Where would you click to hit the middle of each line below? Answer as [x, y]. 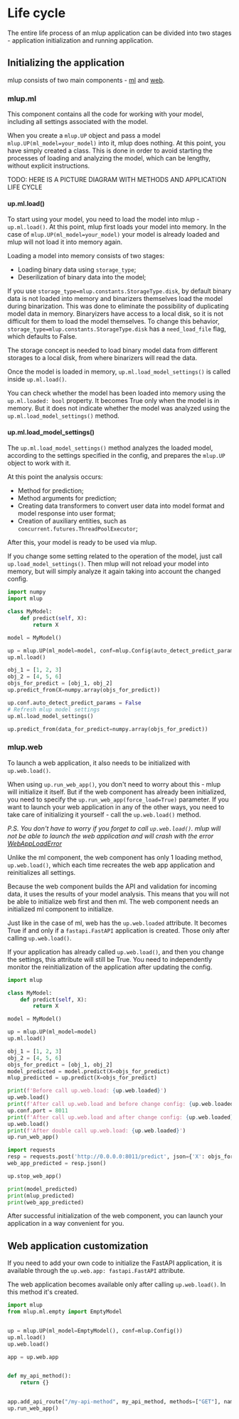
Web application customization [78, 1246]
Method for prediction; [51, 491]
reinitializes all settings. [42, 872]
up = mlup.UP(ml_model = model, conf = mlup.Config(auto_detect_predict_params [122, 650]
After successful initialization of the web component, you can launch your [115, 1216]
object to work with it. [39, 463]
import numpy [27, 592]
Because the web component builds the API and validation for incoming [112, 886]
